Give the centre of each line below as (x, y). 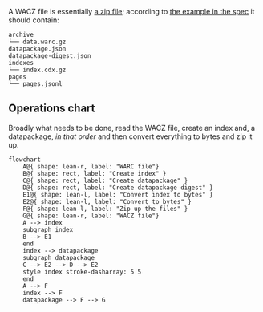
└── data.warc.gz (37, 42)
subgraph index (48, 229)
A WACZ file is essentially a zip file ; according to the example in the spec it (131, 12)
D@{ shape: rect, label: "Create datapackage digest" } (118, 188)
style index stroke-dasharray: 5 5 (82, 272)
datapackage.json (37, 49)
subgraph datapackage (59, 257)
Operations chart (52, 109)
